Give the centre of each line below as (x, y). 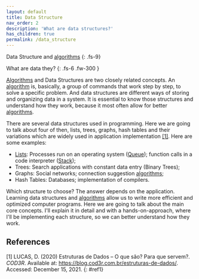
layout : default (26, 12)
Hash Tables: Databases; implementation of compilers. (82, 180)
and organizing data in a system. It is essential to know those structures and (100, 99)
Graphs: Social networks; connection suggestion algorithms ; (89, 173)
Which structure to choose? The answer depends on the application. (91, 191)
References (28, 242)
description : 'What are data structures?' (60, 28)
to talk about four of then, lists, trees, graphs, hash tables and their (88, 130)
